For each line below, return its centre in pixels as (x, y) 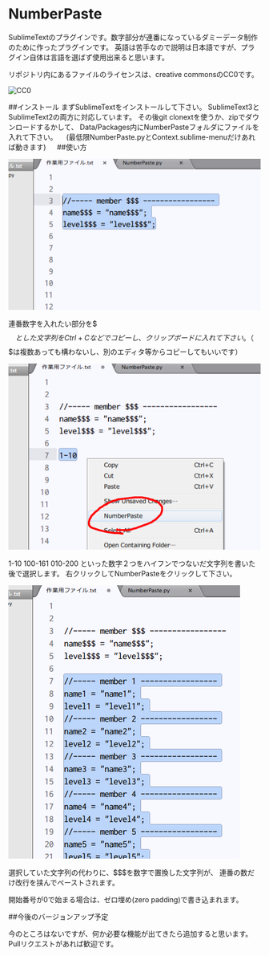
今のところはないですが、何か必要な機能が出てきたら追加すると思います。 (130, 934)
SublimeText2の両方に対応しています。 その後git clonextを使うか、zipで (127, 116)
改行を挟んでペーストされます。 (67, 883)
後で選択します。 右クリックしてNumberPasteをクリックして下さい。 (122, 574)
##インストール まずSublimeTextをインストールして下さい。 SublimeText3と (134, 107)
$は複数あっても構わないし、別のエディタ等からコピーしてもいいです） (125, 352)
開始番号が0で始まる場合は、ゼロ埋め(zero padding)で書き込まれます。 (126, 900)
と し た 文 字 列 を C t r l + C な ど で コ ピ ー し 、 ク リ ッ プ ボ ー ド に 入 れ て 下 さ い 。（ (134, 337)
